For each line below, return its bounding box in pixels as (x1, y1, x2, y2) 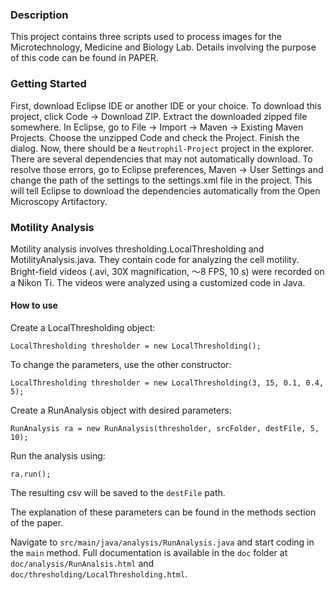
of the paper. (10, 517, 64, 529)
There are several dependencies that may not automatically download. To (10, 153, 313, 165)
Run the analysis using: (10, 450, 106, 462)
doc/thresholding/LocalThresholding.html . (10, 568, 188, 580)
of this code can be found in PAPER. (10, 52, 159, 64)
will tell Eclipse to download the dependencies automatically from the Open (10, 184, 321, 197)
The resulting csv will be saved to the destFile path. (10, 487, 226, 499)
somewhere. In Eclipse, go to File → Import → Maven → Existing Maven (10, 121, 304, 133)
